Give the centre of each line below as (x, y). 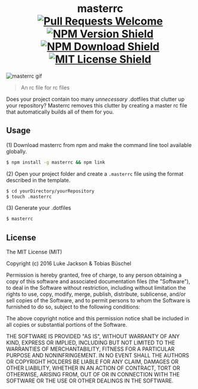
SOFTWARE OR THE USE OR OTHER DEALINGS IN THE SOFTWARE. (90, 381)
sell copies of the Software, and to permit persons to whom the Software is (98, 301)
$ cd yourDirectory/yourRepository (50, 191)
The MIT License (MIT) (34, 252)
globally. (17, 151)
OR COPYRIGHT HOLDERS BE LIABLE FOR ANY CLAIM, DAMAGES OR (92, 362)
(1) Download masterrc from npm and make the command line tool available (99, 145)
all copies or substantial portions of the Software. (66, 325)
